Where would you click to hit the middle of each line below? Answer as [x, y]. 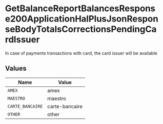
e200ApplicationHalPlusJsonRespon [82, 19]
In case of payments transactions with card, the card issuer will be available [81, 53]
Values [16, 69]
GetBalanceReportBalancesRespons [80, 9]
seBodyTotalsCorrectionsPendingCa [81, 29]
